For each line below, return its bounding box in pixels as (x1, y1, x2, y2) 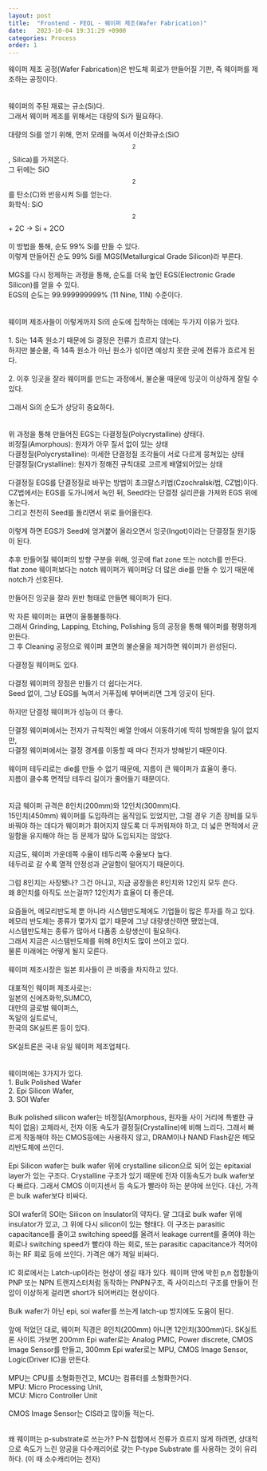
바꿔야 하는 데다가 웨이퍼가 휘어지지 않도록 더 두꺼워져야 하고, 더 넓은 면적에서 (8, 821, 251, 831)
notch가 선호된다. (8, 574, 64, 584)
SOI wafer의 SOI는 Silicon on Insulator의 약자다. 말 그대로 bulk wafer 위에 (8, 1210, 243, 1219)
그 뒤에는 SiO (8, 165, 50, 174)
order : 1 (8, 42, 37, 50)
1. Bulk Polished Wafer (8, 1078, 81, 1087)
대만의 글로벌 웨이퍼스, (8, 1004, 79, 1013)
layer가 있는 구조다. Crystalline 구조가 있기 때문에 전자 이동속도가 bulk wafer (8, 1171, 249, 1181)
